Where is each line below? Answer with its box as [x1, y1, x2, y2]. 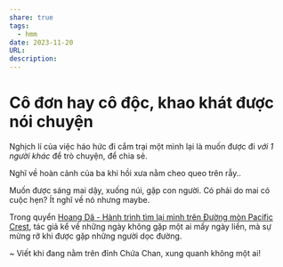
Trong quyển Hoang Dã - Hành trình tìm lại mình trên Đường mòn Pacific [9, 211, 273, 222]
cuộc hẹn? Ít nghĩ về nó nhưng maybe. [9, 194, 150, 205]
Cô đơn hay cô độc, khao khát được [9, 93, 274, 113]
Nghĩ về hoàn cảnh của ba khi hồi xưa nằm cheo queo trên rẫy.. [9, 167, 242, 178]
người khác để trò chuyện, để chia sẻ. [9, 150, 149, 161]
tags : [9, 21, 29, 30]
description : [9, 54, 58, 63]
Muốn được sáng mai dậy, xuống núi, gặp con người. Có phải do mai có [9, 184, 271, 196]
